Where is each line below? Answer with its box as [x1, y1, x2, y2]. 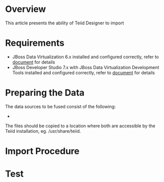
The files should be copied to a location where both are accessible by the [5, 123, 156, 129]
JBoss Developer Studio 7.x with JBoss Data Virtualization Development [12, 64, 160, 70]
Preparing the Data [5, 87, 84, 98]
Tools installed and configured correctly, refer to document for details [12, 70, 155, 76]
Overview [5, 3, 46, 15]
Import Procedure [5, 146, 80, 157]
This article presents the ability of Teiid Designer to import [5, 20, 124, 26]
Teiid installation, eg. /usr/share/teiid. [5, 128, 81, 134]
